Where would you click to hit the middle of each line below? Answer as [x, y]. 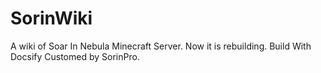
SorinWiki [51, 18]
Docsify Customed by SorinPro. [75, 56]
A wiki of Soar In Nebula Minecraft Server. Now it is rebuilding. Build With [161, 46]
